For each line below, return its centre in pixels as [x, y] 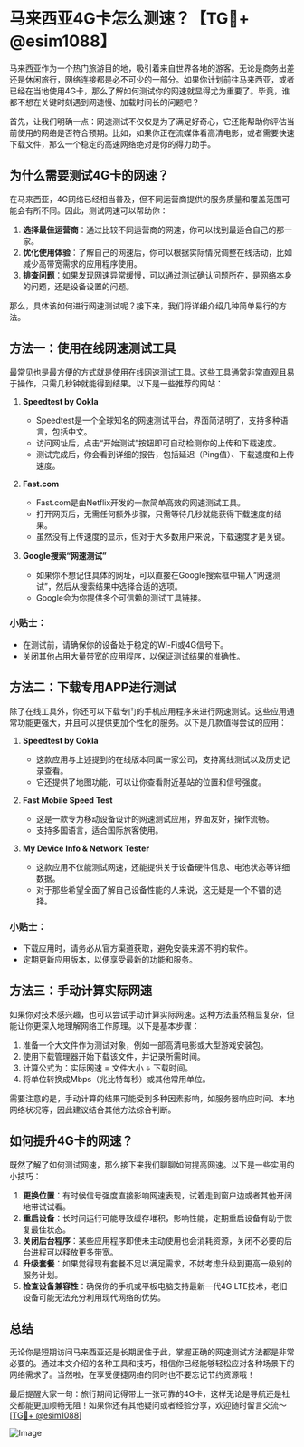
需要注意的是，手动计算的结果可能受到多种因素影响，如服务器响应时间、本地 [152, 1098]
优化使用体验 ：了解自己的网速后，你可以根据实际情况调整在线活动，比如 [157, 252]
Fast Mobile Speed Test [67, 800]
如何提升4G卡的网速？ [71, 1141]
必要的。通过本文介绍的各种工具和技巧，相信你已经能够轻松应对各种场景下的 [152, 1364]
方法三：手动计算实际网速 [81, 991]
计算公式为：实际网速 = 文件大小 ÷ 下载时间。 [108, 1068]
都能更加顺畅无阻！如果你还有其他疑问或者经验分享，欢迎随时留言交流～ [152, 1405]
